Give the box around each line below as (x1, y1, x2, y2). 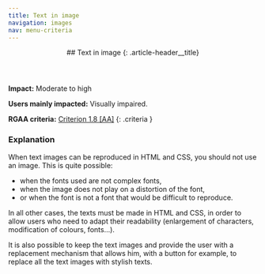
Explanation (8, 134, 55, 145)
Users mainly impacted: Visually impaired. (8, 99, 148, 109)
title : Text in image (8, 11, 80, 20)
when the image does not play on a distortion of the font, (19, 184, 206, 193)
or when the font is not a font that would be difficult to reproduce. (19, 193, 233, 202)
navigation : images (8, 19, 73, 27)
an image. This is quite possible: (8, 160, 113, 170)
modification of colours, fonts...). (8, 224, 115, 234)
